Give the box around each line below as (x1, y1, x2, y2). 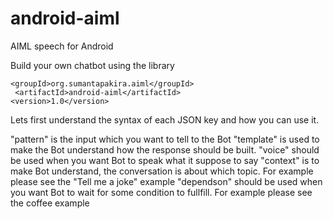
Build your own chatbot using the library (10, 59, 175, 71)
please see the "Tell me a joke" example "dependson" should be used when (10, 175, 323, 187)
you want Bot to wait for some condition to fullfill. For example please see (10, 186, 313, 198)
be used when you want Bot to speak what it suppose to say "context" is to (10, 154, 320, 166)
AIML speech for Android (10, 40, 114, 52)
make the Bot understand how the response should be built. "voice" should (10, 143, 320, 156)
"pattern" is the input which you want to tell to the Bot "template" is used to (10, 133, 320, 145)
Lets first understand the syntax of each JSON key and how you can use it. (10, 113, 320, 126)
